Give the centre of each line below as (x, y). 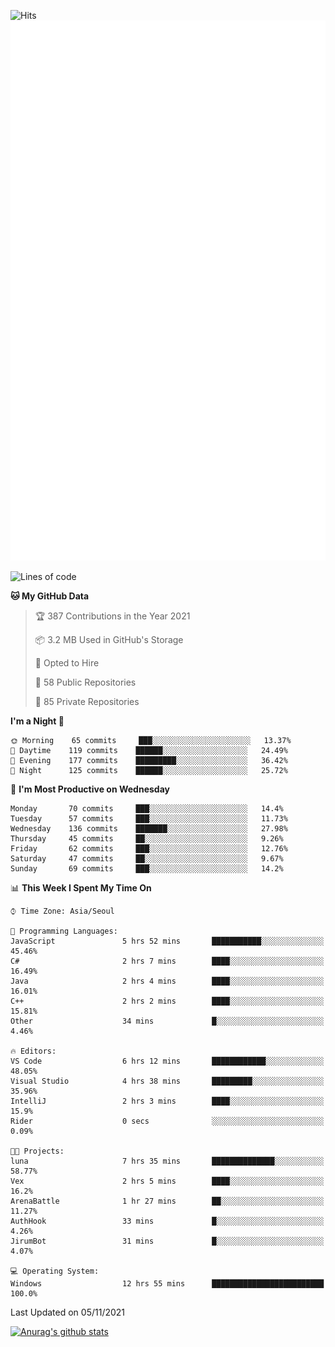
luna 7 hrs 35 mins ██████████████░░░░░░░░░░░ (167, 1161)
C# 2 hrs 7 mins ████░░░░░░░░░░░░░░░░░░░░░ (167, 961)
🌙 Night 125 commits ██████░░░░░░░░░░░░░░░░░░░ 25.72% (149, 771)
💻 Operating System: (55, 1271)
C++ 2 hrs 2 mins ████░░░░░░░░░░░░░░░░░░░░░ (167, 1001)
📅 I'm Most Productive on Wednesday (90, 789)
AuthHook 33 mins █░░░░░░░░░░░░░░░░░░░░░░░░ (167, 1221)
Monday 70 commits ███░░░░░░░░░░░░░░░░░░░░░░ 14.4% (147, 809)
